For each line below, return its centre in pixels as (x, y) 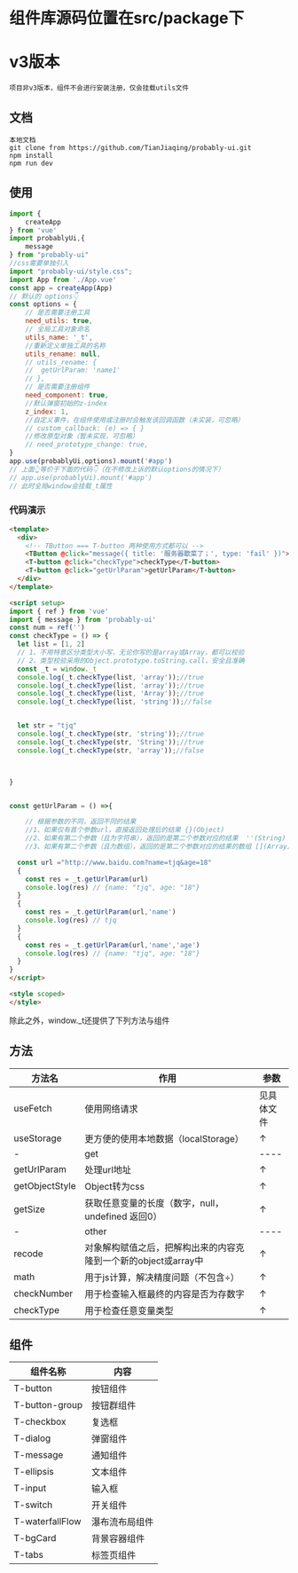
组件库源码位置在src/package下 (127, 18)
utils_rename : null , (63, 354)
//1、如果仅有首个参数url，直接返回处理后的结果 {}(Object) (125, 830)
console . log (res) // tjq (71, 920)
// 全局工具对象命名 (58, 329)
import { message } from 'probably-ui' (83, 619)
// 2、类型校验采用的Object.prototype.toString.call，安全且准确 (131, 661)
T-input (30, 1489)
